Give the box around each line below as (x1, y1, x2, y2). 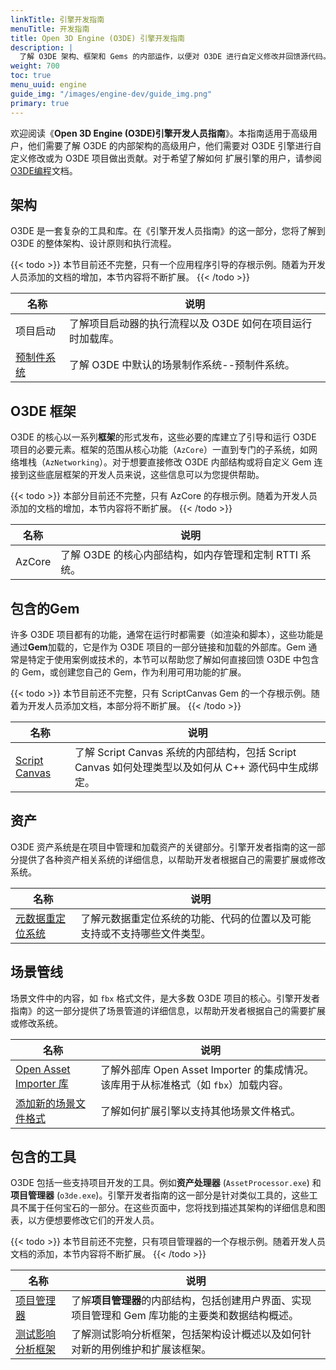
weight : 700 (10, 61, 60, 71)
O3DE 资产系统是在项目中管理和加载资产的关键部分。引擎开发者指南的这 (10, 841, 308, 853)
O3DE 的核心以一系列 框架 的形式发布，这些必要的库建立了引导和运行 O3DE (10, 431, 317, 443)
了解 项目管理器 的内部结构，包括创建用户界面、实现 (71, 1294, 312, 1308)
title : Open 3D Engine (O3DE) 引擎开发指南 (10, 33, 185, 43)
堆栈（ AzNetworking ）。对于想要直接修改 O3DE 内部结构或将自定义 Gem (18, 456, 312, 468)
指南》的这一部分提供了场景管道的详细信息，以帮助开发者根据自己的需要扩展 (10, 1004, 326, 1016)
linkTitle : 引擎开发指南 (10, 14, 105, 25)
